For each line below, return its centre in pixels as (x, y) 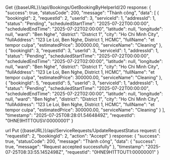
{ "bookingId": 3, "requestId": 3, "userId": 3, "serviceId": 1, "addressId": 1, (82, 51)
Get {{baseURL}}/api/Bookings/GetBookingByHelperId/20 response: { (78, 7)
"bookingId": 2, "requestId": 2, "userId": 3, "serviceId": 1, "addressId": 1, (80, 18)
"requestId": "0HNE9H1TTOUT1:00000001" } (112, 152)
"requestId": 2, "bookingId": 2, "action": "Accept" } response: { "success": (83, 136)
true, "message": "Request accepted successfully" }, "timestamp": (75, 147)
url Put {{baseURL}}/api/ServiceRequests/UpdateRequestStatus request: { (83, 131)
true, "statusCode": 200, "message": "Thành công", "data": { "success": (81, 141)
